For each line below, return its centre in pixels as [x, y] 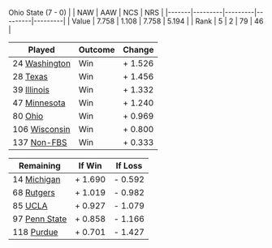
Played [41, 50]
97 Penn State [40, 219]
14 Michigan [37, 180]
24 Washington [42, 63]
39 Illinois [31, 90]
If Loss [129, 166]
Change [138, 50]
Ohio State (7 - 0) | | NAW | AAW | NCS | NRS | [86, 13]
